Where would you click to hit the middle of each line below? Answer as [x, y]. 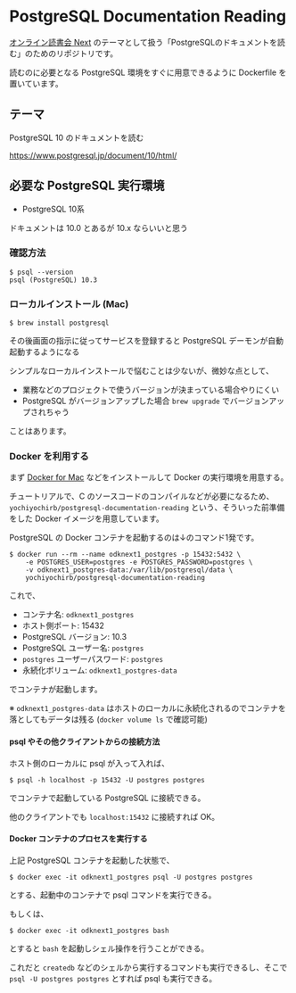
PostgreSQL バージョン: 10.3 [74, 637]
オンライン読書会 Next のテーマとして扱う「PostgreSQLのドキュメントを [144, 42]
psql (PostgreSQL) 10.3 [53, 280]
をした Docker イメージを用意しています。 [87, 518]
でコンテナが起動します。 [56, 690]
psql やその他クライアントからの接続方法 [85, 741]
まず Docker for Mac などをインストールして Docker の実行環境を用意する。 [149, 477]
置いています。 [37, 83]
